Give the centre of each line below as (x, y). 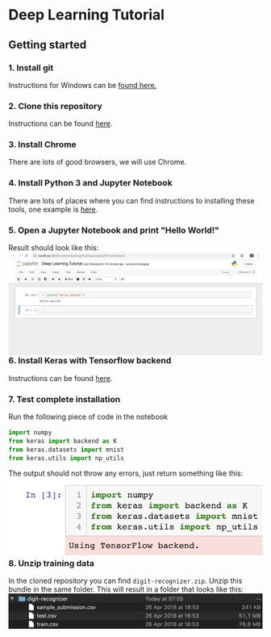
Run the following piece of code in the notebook (88, 417)
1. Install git (31, 68)
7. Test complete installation (65, 399)
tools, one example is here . (53, 209)
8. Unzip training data (52, 563)
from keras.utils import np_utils (67, 458)
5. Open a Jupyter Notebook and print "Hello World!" (114, 230)
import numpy (30, 432)
